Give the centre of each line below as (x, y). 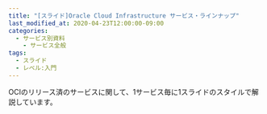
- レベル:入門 (36, 68)
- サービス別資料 (40, 38)
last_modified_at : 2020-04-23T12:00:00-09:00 (86, 23)
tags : (17, 53)
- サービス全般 (45, 46)
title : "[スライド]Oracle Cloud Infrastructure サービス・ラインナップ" (124, 16)
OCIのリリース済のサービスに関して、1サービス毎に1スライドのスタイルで (130, 92)
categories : (28, 31)
